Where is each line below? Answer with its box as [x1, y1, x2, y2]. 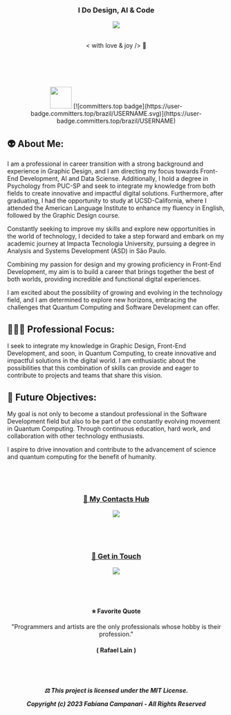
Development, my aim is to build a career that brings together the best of [7, 268, 214, 276]
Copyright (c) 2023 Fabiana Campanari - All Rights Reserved [26, 699, 206, 708]
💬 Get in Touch [91, 551, 142, 561]
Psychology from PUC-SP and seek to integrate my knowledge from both [7, 182, 216, 190]
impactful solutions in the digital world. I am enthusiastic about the [7, 356, 196, 365]
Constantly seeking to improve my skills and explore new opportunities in [7, 225, 216, 233]
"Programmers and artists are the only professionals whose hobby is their [11, 623, 221, 631]
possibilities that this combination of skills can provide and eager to [7, 364, 199, 372]
